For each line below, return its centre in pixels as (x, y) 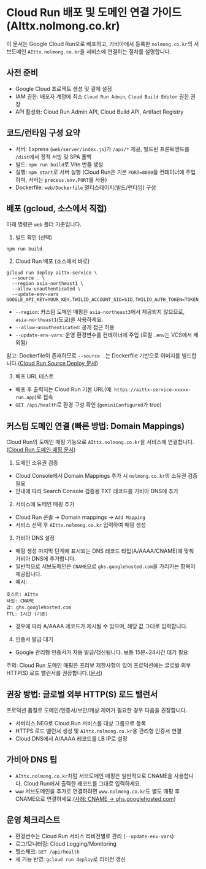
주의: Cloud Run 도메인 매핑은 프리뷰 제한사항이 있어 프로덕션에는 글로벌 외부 (99, 665)
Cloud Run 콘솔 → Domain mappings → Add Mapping (80, 517)
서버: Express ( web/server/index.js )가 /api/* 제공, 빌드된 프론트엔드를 (102, 149)
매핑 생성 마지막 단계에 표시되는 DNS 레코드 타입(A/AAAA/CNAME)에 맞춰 (105, 551)
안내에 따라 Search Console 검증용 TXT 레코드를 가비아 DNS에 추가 (97, 491)
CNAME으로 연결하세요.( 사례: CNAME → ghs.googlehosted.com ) (95, 798)
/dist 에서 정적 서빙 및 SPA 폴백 (53, 157)
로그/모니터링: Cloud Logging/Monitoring (66, 844)
